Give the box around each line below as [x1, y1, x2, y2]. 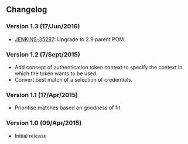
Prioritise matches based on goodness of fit [14, 104, 121, 111]
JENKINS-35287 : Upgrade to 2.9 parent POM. [14, 35, 126, 43]
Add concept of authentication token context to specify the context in [14, 63, 183, 71]
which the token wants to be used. [14, 70, 98, 77]
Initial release [14, 132, 47, 139]
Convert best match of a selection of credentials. [14, 76, 133, 83]
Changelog [6, 5, 47, 15]
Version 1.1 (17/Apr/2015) [6, 91, 78, 99]
